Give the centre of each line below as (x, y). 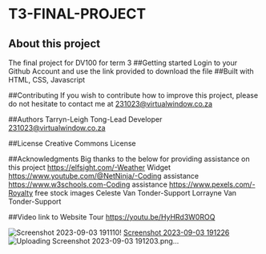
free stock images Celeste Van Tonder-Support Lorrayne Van (136, 193)
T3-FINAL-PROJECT (77, 14)
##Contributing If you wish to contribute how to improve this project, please (133, 95)
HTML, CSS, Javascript (47, 80)
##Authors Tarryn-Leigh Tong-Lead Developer (85, 119)
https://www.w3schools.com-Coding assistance (88, 184)
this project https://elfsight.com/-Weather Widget (89, 167)
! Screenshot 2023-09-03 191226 (174, 232)
